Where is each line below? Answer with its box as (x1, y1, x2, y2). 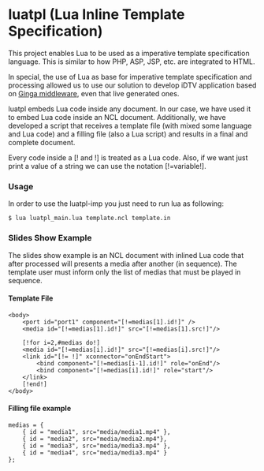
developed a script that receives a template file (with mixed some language (8, 121, 252, 130)
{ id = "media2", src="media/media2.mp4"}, (22, 435, 168, 443)
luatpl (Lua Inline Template (8, 6, 185, 24)
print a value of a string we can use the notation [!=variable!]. (8, 161, 206, 170)
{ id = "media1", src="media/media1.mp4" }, (22, 428, 171, 435)
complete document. (8, 137, 76, 147)
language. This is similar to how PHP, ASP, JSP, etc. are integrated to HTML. (8, 57, 255, 66)
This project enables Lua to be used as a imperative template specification (8, 48, 250, 58)
